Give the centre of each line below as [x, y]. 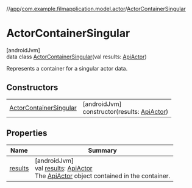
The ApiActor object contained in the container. [102, 176]
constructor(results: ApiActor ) [126, 111]
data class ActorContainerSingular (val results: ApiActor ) [77, 57]
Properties [27, 133]
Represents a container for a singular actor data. [67, 68]
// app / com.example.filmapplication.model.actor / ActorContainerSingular [96, 9]
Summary [102, 150]
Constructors [32, 88]
